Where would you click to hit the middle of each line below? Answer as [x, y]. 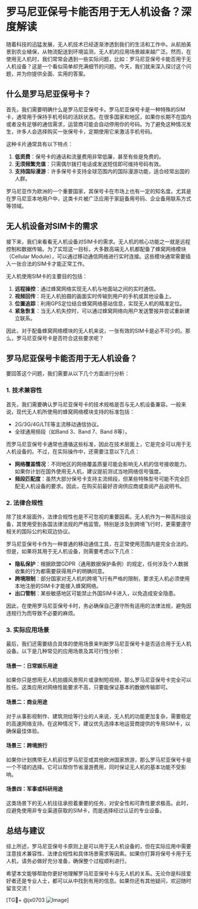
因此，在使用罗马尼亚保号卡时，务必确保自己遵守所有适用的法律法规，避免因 [99, 606]
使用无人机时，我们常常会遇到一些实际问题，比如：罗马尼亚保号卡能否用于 [96, 59]
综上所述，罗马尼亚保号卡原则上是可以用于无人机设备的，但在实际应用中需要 [99, 846]
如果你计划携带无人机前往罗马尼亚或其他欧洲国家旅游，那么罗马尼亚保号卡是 [99, 759]
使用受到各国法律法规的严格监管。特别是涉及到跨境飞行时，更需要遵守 [106, 524]
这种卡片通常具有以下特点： [40, 144]
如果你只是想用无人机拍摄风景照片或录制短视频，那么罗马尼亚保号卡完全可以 [99, 680]
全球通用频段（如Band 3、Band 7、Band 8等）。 [72, 431]
